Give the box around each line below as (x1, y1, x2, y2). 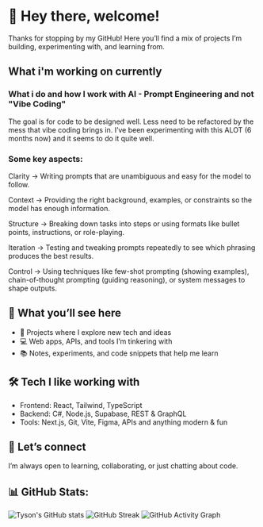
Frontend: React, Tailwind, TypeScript (19, 400, 143, 410)
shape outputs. (8, 283, 58, 293)
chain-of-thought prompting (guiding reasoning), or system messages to (8, 275, 246, 284)
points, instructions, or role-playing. (8, 227, 125, 237)
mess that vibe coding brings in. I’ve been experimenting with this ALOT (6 (8, 125, 252, 134)
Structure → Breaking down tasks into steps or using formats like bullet (8, 218, 240, 229)
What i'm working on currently (8, 65, 162, 79)
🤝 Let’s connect (8, 440, 86, 453)
